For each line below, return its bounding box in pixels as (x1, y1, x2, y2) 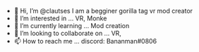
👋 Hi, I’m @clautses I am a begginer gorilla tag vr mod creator (13, 7, 193, 15)
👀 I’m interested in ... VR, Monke (13, 14, 107, 22)
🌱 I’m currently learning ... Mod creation (13, 22, 130, 30)
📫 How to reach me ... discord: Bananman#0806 (13, 37, 157, 45)
